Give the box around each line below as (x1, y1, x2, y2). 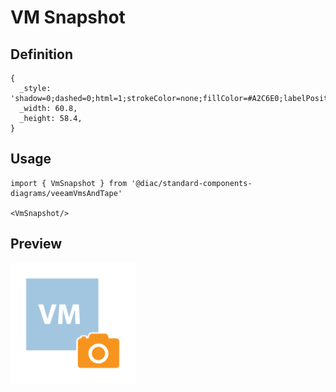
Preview (10, 236, 63, 253)
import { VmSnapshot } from (10, 178, 128, 188)
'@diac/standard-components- (131, 178, 253, 188)
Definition (10, 46, 73, 63)
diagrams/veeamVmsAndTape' (10, 188, 123, 198)
